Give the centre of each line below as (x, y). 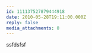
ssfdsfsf (16, 45)
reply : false (22, 22)
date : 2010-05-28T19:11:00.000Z (46, 17)
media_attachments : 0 (33, 28)
